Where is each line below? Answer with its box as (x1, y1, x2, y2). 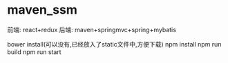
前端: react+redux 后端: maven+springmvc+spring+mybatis (7, 25, 176, 34)
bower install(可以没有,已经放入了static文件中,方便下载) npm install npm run (7, 40, 222, 48)
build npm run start (7, 47, 61, 56)
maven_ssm (7, 2, 77, 18)
